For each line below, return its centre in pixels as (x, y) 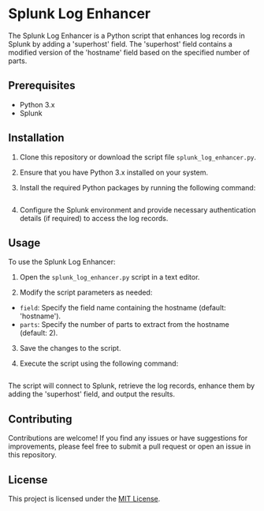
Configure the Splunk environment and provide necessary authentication (138, 209)
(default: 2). (39, 333)
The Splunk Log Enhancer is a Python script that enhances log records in (127, 36)
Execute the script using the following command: (99, 363)
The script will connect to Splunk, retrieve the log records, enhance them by (132, 386)
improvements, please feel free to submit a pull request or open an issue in (130, 446)
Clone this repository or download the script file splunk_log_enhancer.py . (138, 157)
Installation (36, 138)
